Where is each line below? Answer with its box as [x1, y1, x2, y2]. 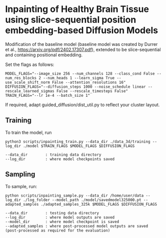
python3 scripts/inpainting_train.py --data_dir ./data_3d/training [5, 139, 151, 144]
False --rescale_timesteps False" [56, 88, 128, 93]
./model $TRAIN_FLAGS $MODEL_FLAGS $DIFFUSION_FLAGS [23, 143, 135, 148]
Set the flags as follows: [5, 61, 55, 67]
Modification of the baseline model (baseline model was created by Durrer [5, 41, 158, 47]
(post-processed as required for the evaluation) [5, 228, 111, 233]
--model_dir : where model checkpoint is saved [5, 219, 120, 224]
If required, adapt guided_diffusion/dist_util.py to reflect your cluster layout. [5, 101, 160, 108]
